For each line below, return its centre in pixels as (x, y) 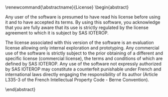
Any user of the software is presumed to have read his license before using (83, 17)
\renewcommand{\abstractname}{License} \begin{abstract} (67, 7)
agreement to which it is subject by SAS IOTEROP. (57, 33)
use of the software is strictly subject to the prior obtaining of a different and (84, 53)
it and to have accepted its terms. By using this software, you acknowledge (83, 22)
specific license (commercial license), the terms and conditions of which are (84, 58)
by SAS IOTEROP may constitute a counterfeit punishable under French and (83, 69)
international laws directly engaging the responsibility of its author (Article (81, 74)
